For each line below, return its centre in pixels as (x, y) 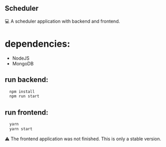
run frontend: (27, 112)
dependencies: (37, 44)
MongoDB (23, 63)
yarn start (21, 129)
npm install (22, 91)
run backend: (27, 80)
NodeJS (21, 58)
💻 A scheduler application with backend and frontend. (63, 21)
